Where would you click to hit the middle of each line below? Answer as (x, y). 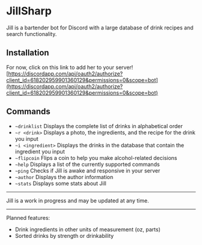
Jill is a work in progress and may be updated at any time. (78, 200)
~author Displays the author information (64, 177)
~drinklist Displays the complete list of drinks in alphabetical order (99, 126)
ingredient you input (40, 152)
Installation (28, 53)
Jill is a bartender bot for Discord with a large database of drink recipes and (100, 28)
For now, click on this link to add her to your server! (70, 67)
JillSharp (29, 11)
